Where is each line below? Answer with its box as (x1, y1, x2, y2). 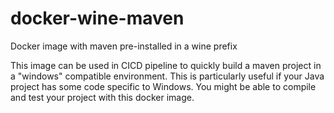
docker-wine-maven (10, 7, 185, 30)
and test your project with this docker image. (10, 91, 195, 103)
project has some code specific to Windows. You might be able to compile (10, 80, 317, 92)
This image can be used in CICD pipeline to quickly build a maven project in (10, 59, 322, 71)
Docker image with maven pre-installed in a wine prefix (10, 40, 238, 52)
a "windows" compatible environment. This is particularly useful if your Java (10, 70, 325, 82)
